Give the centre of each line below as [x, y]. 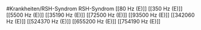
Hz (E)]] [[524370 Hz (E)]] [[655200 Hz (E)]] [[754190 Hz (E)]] [84, 21]
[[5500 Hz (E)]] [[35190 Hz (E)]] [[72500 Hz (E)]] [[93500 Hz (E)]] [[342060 [101, 15]
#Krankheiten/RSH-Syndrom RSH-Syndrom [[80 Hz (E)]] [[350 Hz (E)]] [94, 9]
